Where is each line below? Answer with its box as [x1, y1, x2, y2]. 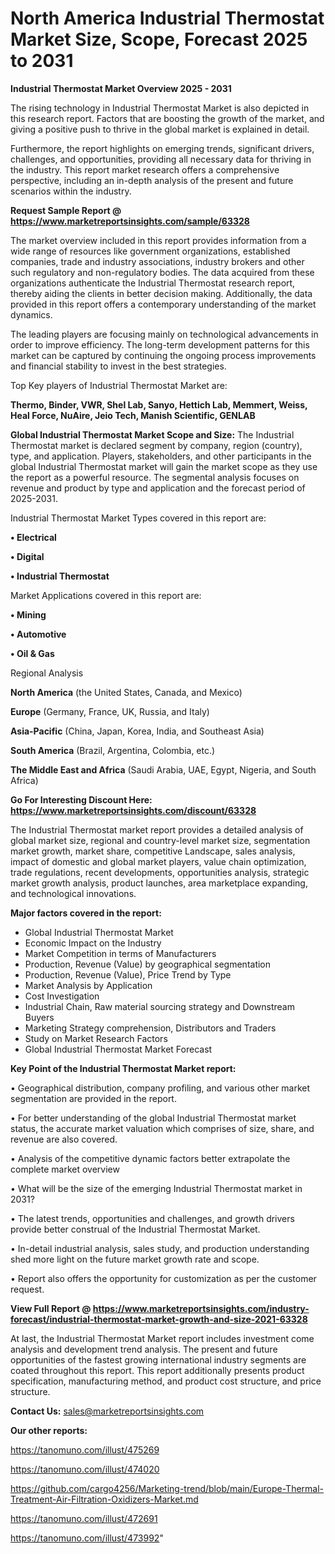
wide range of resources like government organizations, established [10, 245, 291, 257]
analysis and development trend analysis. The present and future [10, 1343, 278, 1355]
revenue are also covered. [10, 1133, 118, 1145]
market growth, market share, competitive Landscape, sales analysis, [10, 845, 296, 857]
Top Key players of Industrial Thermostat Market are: [10, 379, 228, 391]
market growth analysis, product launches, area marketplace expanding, [10, 877, 308, 889]
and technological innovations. [10, 887, 137, 899]
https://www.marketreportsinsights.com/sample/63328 [10, 215, 250, 227]
